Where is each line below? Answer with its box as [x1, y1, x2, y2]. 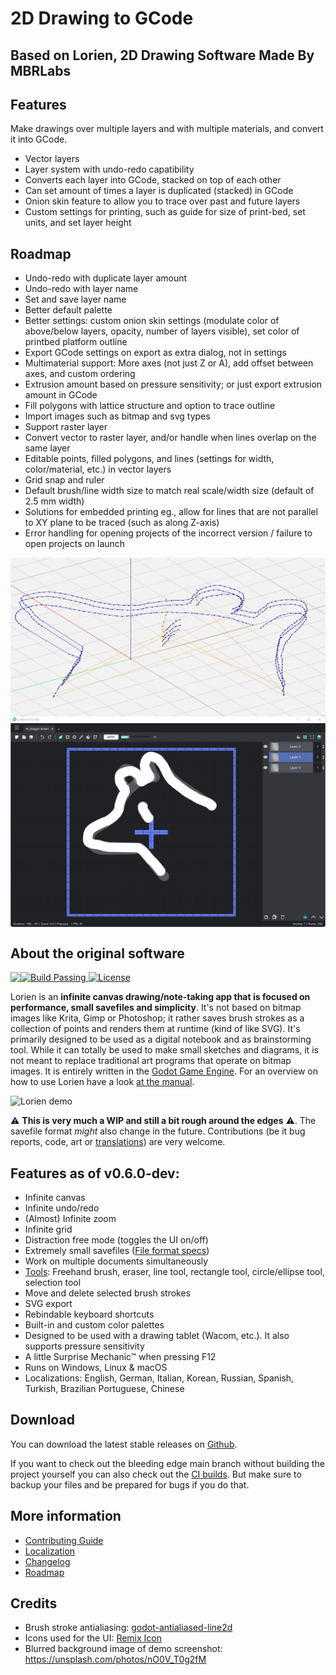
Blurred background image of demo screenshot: [24, 1643, 223, 1655]
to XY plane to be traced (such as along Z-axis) [24, 517, 220, 529]
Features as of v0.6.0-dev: [10, 1165, 180, 1182]
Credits [10, 1595, 58, 1612]
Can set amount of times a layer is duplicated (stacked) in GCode [24, 185, 294, 197]
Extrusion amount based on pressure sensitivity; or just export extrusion [24, 378, 323, 391]
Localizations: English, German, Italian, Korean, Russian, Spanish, [24, 1372, 295, 1384]
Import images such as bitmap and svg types [24, 410, 211, 422]
